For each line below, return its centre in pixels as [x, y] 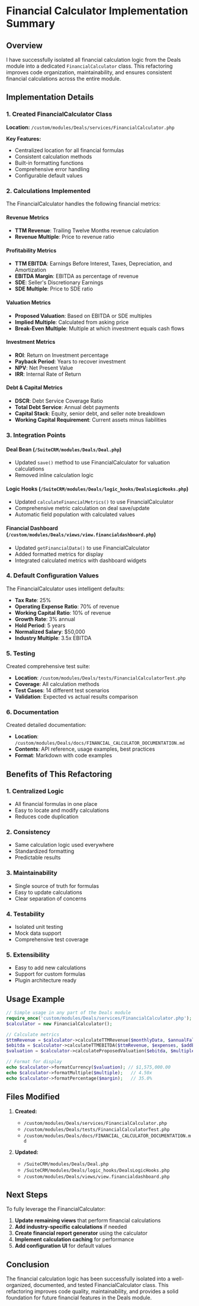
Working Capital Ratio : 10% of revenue [63, 612]
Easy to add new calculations [50, 968]
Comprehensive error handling [52, 169]
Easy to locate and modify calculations [62, 810]
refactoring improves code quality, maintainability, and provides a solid [92, 1291]
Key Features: [24, 138]
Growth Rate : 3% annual [45, 619]
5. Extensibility [28, 954]
